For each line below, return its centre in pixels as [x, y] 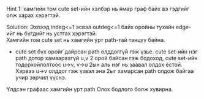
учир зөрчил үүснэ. [41, 77]
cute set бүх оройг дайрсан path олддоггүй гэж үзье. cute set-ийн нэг [106, 52]
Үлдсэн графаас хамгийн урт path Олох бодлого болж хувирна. [90, 89]
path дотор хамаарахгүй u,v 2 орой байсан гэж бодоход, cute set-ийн [106, 58]
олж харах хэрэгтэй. [33, 15]
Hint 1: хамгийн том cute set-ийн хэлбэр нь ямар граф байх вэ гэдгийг [98, 9]
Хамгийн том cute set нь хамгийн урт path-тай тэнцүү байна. [86, 40]
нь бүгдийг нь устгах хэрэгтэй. [57, 33]
